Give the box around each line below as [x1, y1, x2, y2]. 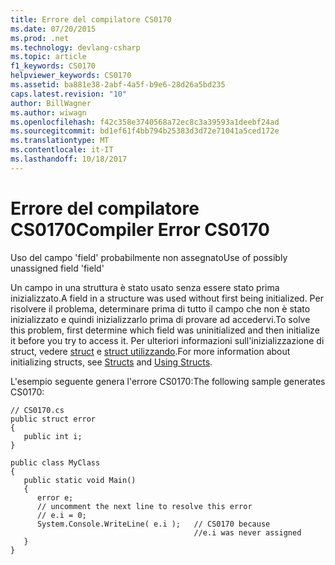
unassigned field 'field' [10, 262, 105, 274]
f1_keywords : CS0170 [10, 61, 97, 71]
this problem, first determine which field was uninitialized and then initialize [10, 324, 320, 336]
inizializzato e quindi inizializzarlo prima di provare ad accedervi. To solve [10, 313, 311, 325]
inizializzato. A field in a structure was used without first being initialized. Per [10, 292, 324, 304]
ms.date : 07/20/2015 [10, 24, 97, 34]
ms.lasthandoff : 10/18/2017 [10, 154, 128, 164]
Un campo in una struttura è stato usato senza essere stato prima [10, 281, 280, 293]
